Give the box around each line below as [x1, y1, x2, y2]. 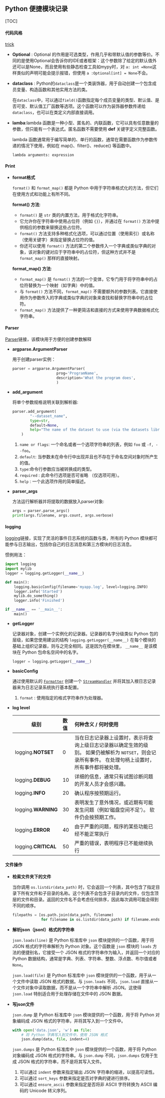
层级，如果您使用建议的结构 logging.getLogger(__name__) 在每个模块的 [12, 637, 156, 643]
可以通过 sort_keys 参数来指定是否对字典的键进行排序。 [19, 1075, 133, 1081]
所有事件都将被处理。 [74, 764, 124, 770]
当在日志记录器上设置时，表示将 [74, 734, 148, 741]
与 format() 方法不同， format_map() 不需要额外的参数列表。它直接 [19, 289, 154, 294]
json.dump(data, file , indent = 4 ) [21, 1037, 90, 1042]
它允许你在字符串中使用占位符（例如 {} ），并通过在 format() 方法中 [19, 219, 156, 224]
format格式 [12, 175, 35, 181]
